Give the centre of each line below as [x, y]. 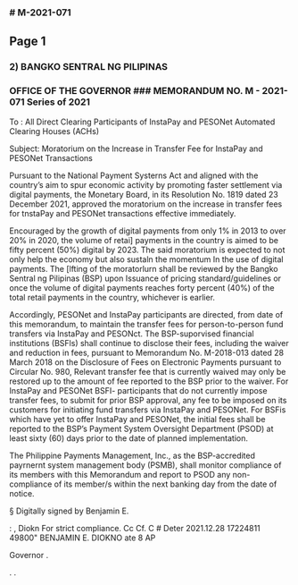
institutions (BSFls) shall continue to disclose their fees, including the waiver [149, 343]
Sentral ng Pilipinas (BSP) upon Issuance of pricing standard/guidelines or [145, 278]
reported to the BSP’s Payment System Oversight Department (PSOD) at [141, 428]
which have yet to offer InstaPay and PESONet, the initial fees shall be [137, 419]
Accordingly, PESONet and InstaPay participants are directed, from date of [146, 314]
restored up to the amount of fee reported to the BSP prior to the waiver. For [149, 381]
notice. [22, 493]
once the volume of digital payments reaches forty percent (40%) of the [142, 287]
